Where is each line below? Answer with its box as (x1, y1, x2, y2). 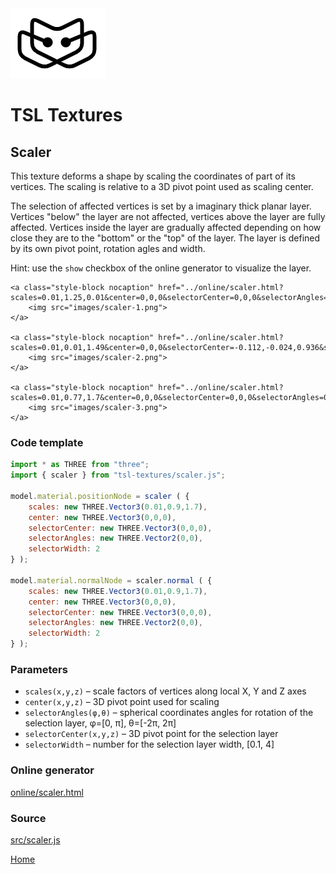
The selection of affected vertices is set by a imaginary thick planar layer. (10, 200, 312, 212)
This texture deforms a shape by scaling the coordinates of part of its (10, 170, 296, 182)
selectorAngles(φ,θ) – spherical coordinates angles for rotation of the (24, 707, 314, 719)
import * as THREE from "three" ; (10, 460, 150, 470)
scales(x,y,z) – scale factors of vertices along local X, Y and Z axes (24, 685, 307, 697)
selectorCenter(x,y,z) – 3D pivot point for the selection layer (24, 728, 279, 740)
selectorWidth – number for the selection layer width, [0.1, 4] (24, 738, 275, 751)
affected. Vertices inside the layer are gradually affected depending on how (10, 222, 322, 233)
